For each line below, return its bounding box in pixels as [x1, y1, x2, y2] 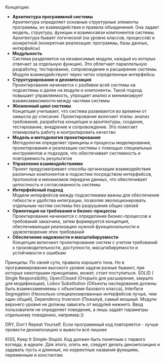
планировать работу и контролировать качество [12, 129, 116, 135]
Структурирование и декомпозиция [12, 77, 91, 82]
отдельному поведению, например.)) [5, 312, 84, 318]
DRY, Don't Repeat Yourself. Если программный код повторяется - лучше [5, 322, 159, 327]
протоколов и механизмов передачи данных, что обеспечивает [12, 176, 147, 182]
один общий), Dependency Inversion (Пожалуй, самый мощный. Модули [5, 296, 157, 302]
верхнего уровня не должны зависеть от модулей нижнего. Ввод [5, 301, 143, 307]
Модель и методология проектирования [12, 134, 101, 140]
